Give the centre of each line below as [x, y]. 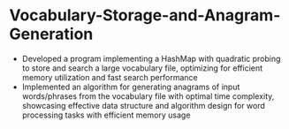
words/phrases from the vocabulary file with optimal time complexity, [148, 96]
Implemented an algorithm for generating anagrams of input [131, 87]
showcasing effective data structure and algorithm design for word [143, 105]
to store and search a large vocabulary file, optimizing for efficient [142, 68]
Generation [51, 34]
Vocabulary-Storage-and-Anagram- [145, 15]
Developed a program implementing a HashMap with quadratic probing [151, 58]
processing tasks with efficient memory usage [106, 115]
